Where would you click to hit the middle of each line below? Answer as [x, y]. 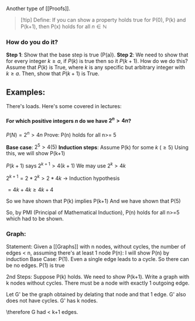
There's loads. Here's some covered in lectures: [64, 106]
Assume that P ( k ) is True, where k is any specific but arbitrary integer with [96, 68]
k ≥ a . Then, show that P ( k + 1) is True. [53, 73]
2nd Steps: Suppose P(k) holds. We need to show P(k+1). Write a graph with [97, 276]
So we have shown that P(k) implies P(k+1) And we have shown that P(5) [93, 201]
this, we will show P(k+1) [36, 153]
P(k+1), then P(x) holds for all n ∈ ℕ [64, 26]
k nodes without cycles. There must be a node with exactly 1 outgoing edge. [98, 283]
